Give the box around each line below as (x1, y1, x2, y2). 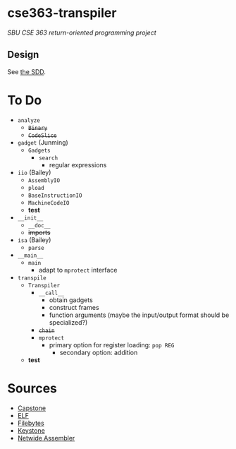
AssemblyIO (27, 176, 61, 184)
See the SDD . (7, 67, 46, 76)
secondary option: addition (59, 348, 138, 357)
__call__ (38, 289, 65, 297)
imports (27, 228, 51, 237)
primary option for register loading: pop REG (49, 340, 175, 349)
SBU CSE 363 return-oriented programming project (7, 28, 156, 37)
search (38, 154, 58, 162)
